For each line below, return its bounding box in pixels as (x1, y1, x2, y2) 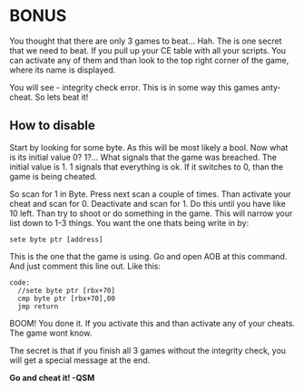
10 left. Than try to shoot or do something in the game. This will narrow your (9, 208, 293, 219)
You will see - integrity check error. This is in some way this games (9, 82, 260, 93)
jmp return (17, 301, 59, 311)
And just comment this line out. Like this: (9, 260, 162, 271)
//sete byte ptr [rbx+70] (17, 286, 116, 295)
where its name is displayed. (9, 64, 116, 75)
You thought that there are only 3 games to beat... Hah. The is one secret (9, 35, 282, 46)
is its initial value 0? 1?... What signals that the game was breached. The (9, 152, 277, 162)
